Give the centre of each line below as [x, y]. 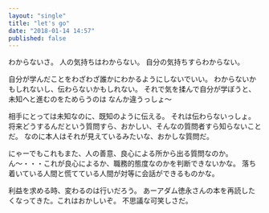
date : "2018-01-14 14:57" [51, 31]
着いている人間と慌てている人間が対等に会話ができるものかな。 [114, 174]
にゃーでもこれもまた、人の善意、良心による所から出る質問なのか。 [120, 154]
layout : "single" [37, 16]
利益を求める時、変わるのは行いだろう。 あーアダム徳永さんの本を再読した [132, 190]
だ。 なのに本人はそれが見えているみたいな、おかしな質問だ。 [111, 137]
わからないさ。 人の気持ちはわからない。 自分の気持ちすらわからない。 [126, 62]
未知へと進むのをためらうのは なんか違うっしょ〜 [90, 99]
